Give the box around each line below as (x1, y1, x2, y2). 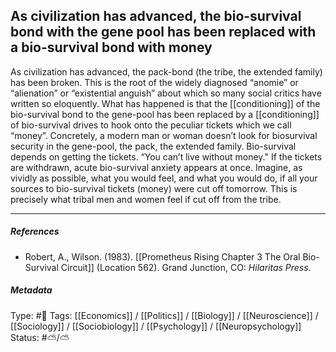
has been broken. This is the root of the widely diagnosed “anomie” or (10, 76, 299, 88)
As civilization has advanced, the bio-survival (10, 8, 302, 25)
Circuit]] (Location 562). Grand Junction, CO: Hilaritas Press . (60, 261, 312, 273)
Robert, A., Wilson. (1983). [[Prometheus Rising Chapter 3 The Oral (24, 250, 301, 263)
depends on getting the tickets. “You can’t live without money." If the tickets (10, 150, 323, 163)
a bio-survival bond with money (10, 39, 213, 56)
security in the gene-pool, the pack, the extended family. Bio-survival (10, 140, 297, 152)
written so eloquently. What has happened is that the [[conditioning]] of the (10, 97, 321, 109)
